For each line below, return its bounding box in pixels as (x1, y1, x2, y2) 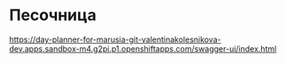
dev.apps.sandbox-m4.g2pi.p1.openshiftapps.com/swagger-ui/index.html (9, 43, 277, 53)
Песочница (9, 5, 97, 25)
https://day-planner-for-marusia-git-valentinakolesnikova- (9, 34, 221, 45)
